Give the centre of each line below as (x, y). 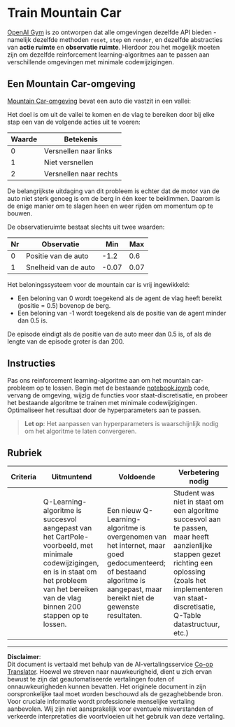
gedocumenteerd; (136, 563)
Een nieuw (124, 511)
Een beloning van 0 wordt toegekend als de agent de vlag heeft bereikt (120, 298)
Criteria (24, 477)
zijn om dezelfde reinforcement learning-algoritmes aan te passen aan (108, 55)
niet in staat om (199, 502)
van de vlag (62, 598)
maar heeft (192, 537)
